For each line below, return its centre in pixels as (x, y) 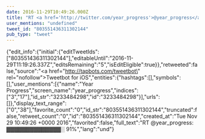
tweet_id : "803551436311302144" (47, 29)
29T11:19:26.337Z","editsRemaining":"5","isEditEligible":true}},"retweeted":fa (102, 65)
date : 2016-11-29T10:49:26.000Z (47, 12)
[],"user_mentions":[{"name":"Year (50, 84)
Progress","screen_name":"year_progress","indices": (72, 90)
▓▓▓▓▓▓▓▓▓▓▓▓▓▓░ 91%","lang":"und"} (60, 129)
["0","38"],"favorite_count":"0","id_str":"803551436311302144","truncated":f (102, 110)
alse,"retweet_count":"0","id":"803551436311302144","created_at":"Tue (96, 117)
